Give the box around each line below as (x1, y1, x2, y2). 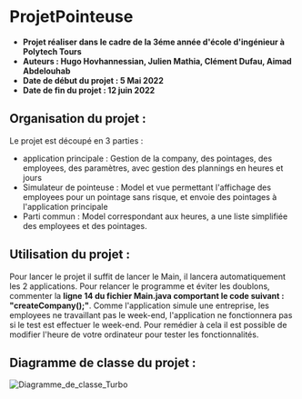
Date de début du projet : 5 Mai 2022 (22, 75, 164, 85)
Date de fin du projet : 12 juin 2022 (22, 85, 156, 95)
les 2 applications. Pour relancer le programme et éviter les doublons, (9, 280, 270, 292)
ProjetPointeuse (9, 6, 134, 27)
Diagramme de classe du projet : (9, 354, 196, 370)
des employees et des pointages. (22, 220, 147, 231)
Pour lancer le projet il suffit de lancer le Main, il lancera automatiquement (9, 271, 287, 282)
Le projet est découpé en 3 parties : (9, 135, 144, 146)
